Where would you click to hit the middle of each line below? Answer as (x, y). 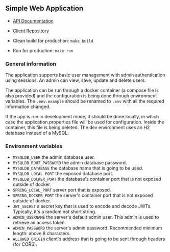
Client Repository (31, 31)
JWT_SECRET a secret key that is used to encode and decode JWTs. (82, 206)
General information (31, 64)
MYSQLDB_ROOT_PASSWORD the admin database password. (70, 163)
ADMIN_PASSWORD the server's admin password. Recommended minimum (87, 228)
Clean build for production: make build (53, 40)
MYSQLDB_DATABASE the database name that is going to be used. (78, 168)
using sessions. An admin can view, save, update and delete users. (76, 80)
